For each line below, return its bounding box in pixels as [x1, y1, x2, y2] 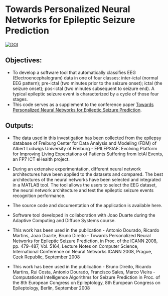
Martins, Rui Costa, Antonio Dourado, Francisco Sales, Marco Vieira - [12, 269, 155, 275]
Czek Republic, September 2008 [12, 254, 80, 260]
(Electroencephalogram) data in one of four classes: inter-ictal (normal [12, 74, 158, 81]
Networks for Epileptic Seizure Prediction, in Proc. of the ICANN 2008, [12, 238, 158, 244]
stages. [12, 96, 28, 102]
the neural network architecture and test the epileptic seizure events [12, 187, 154, 193]
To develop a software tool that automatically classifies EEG [12, 69, 136, 75]
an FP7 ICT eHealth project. [12, 156, 70, 162]
